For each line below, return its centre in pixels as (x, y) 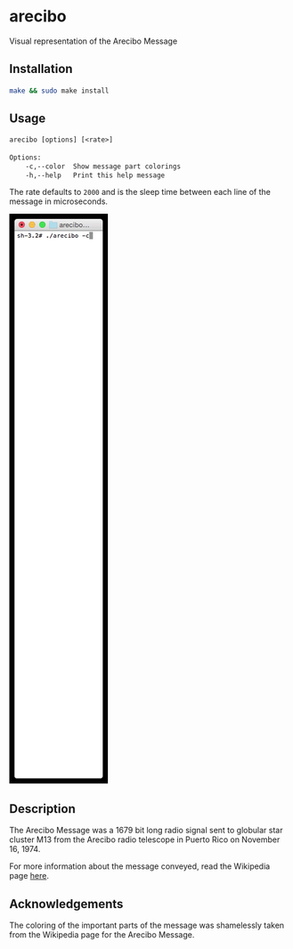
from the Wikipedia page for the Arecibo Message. (102, 935)
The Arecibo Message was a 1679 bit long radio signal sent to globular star (146, 831)
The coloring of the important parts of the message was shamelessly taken (147, 925)
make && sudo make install (59, 91)
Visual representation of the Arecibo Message (94, 41)
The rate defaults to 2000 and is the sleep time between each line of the (140, 192)
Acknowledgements (66, 904)
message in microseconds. (59, 201)
